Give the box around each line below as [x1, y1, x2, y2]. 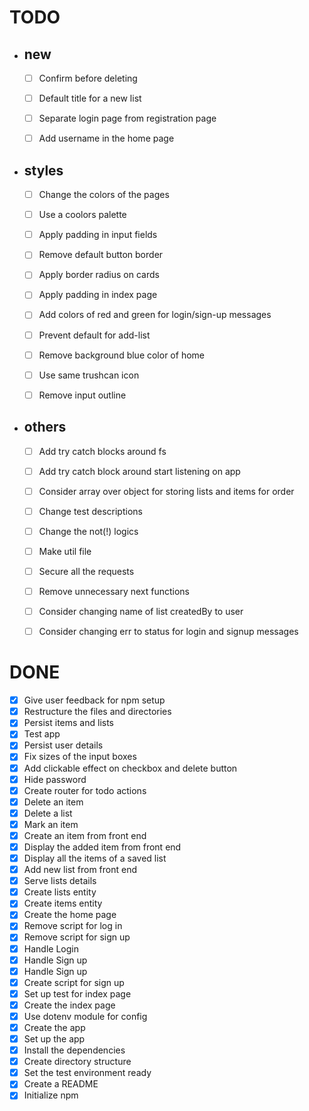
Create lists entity [23, 886, 97, 898]
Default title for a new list [38, 92, 142, 105]
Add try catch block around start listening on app [38, 465, 241, 477]
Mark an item [23, 818, 79, 830]
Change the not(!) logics [38, 525, 139, 537]
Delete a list [23, 807, 73, 819]
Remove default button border [38, 249, 164, 261]
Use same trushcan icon [38, 369, 140, 381]
